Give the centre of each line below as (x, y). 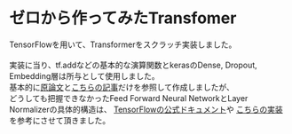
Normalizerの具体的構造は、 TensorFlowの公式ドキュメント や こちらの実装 (146, 109)
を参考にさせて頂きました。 (60, 120)
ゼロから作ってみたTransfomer (123, 18)
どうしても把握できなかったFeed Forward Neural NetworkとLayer (129, 98)
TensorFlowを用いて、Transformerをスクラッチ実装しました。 (123, 44)
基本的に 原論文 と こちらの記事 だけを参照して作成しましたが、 (122, 87)
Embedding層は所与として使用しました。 (84, 75)
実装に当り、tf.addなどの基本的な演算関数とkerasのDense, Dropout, (133, 65)
